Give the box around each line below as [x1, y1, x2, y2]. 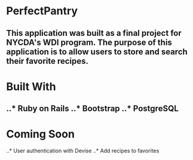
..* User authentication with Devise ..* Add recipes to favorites [6, 147, 160, 155]
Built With [6, 79, 56, 93]
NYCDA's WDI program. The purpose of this [6, 37, 172, 47]
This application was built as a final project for [6, 28, 182, 38]
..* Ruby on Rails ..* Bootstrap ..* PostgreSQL [6, 103, 179, 114]
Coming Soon [6, 127, 75, 141]
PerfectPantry [6, 4, 78, 18]
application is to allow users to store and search [6, 47, 188, 57]
